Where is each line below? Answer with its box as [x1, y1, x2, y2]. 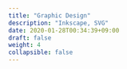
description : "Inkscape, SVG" [8, 19, 109, 27]
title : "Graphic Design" [8, 11, 91, 20]
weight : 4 [8, 41, 42, 49]
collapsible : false [8, 48, 73, 56]
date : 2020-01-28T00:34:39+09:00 [8, 26, 120, 34]
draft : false [8, 33, 52, 42]
